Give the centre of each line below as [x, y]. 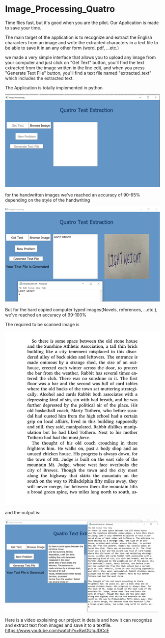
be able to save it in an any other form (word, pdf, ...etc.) [62, 48]
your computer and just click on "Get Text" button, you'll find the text [75, 62]
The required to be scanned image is [42, 324]
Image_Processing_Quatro [60, 9]
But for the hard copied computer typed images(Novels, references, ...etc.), [82, 309]
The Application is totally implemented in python [54, 87]
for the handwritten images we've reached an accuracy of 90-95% [73, 195]
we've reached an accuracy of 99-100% [46, 315]
